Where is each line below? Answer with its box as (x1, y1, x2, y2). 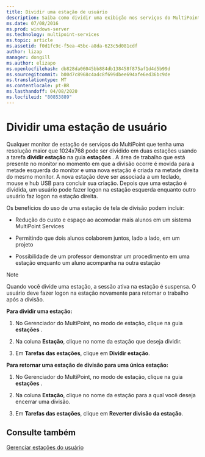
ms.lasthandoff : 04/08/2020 (6, 88, 78, 95)
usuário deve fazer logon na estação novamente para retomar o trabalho (6, 289, 189, 297)
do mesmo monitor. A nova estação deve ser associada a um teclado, (6, 173, 181, 180)
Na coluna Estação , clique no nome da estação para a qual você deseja (15, 391, 196, 398)
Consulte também (6, 428, 76, 438)
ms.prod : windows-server (6, 26, 70, 32)
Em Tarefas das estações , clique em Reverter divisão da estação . (15, 409, 184, 417)
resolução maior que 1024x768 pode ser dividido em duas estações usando (6, 147, 197, 154)
